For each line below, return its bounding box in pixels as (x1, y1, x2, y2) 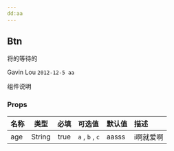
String (31, 132, 51, 141)
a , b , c (78, 132, 100, 141)
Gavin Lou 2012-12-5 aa (7, 68, 75, 76)
